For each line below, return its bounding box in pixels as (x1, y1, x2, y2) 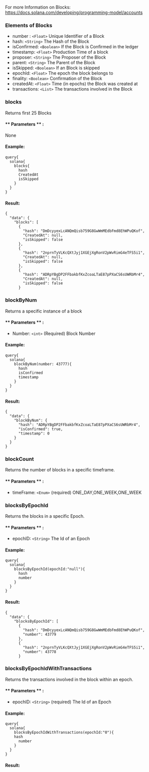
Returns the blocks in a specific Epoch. (5, 513, 85, 519)
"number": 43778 (23, 649, 56, 654)
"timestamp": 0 (18, 431, 50, 436)
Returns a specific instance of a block (5, 308, 83, 314)
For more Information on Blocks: (5, 4, 71, 10)
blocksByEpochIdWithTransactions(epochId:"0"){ (14, 730, 114, 735)
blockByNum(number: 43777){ (14, 361, 72, 366)
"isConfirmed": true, (18, 427, 63, 432)
